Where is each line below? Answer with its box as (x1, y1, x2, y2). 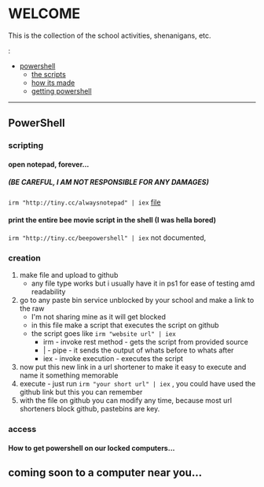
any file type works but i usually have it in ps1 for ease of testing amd (31, 279, 255, 288)
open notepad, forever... (8, 159, 90, 169)
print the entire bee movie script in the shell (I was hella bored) (8, 216, 217, 225)
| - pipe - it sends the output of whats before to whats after (42, 345, 234, 355)
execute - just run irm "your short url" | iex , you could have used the (19, 379, 256, 389)
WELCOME (8, 5, 81, 23)
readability (31, 287, 66, 297)
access (8, 424, 37, 435)
